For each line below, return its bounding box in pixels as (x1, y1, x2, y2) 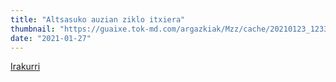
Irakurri (10, 61, 41, 73)
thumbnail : (10, 24, 56, 34)
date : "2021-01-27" (10, 33, 92, 43)
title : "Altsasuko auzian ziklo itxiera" (10, 14, 186, 25)
